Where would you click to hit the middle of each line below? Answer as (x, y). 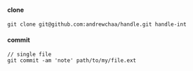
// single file (29, 55)
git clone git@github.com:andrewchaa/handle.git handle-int (97, 24)
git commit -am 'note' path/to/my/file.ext (72, 61)
